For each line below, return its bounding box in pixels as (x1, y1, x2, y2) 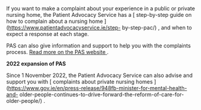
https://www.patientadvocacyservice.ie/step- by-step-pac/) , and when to (8, 23, 193, 31)
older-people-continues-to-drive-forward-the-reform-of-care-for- (19, 91, 184, 98)
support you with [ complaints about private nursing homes (6, 78, 153, 85)
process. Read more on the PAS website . (6, 48, 109, 55)
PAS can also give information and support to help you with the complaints (6, 41, 191, 49)
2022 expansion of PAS (6, 60, 66, 67)
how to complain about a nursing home (6, 17, 104, 25)
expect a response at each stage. (6, 30, 89, 37)
